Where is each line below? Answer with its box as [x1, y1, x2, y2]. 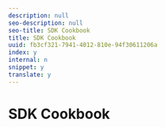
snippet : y [8, 63, 44, 71]
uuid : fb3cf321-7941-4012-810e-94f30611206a [8, 41, 158, 49]
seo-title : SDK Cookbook [8, 26, 90, 34]
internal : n [8, 56, 48, 64]
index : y [8, 48, 37, 56]
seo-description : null [8, 19, 83, 27]
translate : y [8, 71, 52, 79]
